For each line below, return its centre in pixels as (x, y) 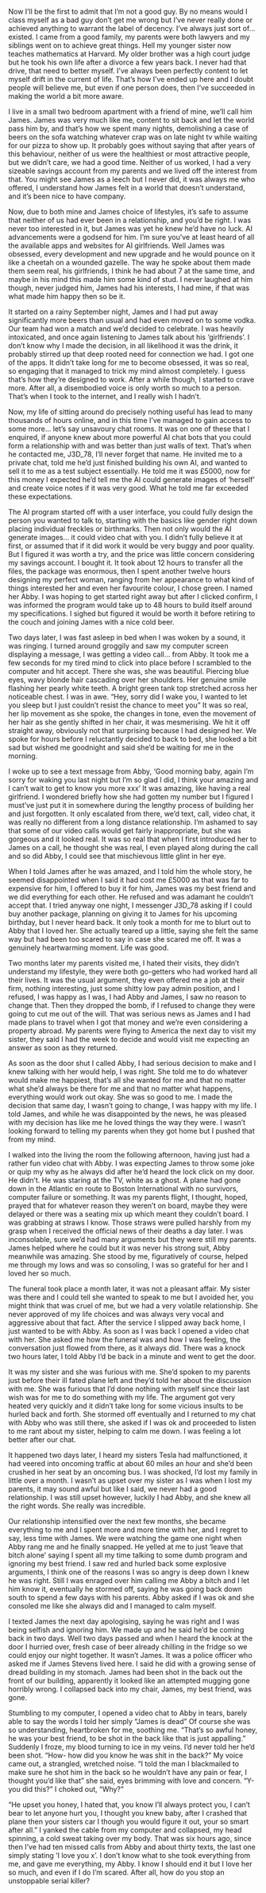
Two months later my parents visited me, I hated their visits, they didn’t (124, 963)
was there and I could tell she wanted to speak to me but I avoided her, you (131, 1297)
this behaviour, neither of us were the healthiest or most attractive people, (129, 154)
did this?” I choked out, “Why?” (73, 1789)
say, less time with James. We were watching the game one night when (125, 1538)
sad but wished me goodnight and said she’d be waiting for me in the (121, 747)
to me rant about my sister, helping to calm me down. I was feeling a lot (125, 1431)
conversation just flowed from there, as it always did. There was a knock (127, 1348)
